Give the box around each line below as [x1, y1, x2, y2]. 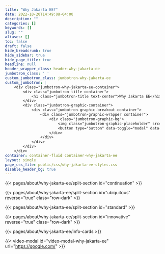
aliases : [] [5, 35, 29, 40]
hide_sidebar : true [5, 52, 45, 58]
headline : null [5, 62, 36, 67]
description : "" [5, 16, 38, 21]
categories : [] [5, 21, 36, 26]
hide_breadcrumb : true [5, 48, 52, 53]
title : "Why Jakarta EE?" [5, 7, 58, 12]
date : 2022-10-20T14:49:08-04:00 [5, 12, 74, 17]
